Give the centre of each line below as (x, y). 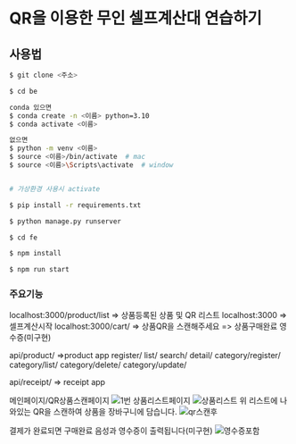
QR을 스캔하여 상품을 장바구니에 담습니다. (105, 412)
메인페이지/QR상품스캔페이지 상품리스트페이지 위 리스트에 (144, 401)
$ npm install (36, 254)
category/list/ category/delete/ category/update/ (98, 365)
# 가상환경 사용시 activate (55, 188)
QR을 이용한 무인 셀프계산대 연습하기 (136, 18)
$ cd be (24, 91)
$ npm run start (39, 270)
